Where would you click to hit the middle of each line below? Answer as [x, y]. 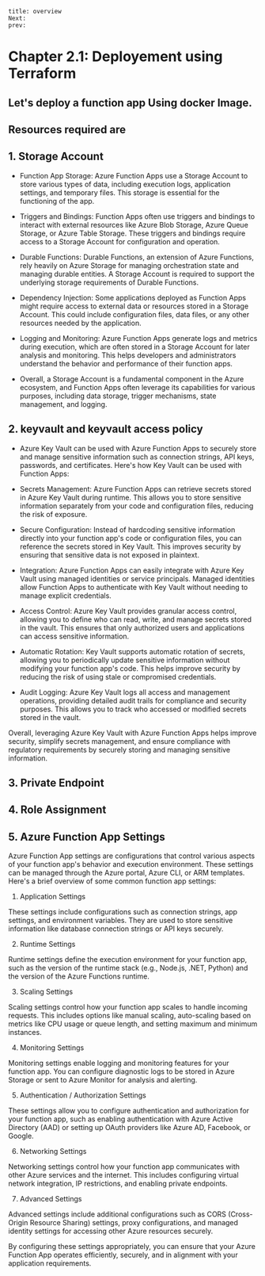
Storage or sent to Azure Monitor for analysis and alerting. [103, 1080]
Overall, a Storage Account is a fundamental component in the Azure [132, 379]
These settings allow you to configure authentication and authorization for [129, 1111]
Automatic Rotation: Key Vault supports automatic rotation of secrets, [132, 651]
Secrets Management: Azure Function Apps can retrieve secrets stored [135, 489]
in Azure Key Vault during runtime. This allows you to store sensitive [130, 497]
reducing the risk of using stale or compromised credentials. [118, 676]
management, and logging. [63, 404]
